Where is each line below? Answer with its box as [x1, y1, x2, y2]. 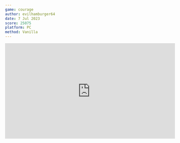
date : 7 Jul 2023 [5, 16, 40, 21]
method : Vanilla [5, 30, 38, 34]
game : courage [5, 7, 34, 12]
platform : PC [5, 25, 32, 30]
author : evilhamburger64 [5, 12, 55, 16]
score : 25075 [5, 20, 32, 26]
